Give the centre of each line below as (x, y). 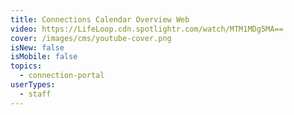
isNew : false (37, 47)
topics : (26, 66)
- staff (35, 94)
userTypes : (33, 85)
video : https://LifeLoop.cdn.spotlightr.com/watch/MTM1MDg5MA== (147, 29)
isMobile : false (44, 57)
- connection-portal (62, 76)
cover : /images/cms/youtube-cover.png (91, 38)
